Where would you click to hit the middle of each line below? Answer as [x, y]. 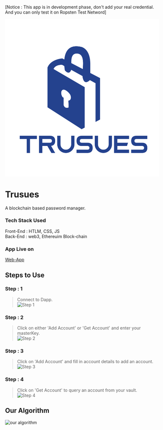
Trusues [22, 194]
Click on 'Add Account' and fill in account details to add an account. [85, 362]
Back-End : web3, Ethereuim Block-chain [46, 236]
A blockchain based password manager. [45, 208]
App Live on [20, 249]
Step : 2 [14, 317]
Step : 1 [14, 289]
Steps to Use [25, 275]
